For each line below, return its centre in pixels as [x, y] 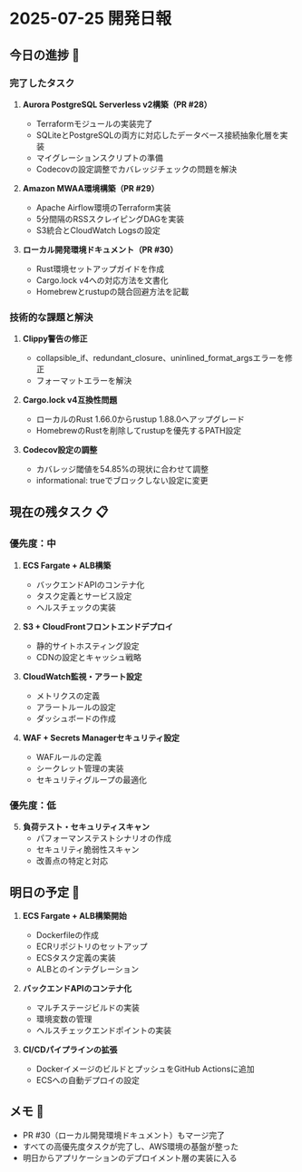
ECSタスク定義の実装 [76, 957]
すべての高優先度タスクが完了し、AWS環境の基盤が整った [130, 1146]
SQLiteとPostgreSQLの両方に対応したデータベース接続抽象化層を [158, 135]
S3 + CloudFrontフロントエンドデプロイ [98, 626]
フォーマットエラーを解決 [84, 381]
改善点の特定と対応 [72, 861]
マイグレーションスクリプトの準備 [99, 157]
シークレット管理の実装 [80, 768]
